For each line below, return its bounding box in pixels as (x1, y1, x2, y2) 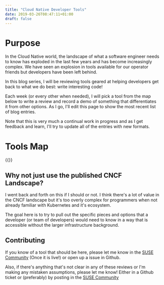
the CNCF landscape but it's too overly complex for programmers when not (5, 197, 158, 203)
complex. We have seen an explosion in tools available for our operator (5, 64, 149, 70)
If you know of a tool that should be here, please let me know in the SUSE (5, 249, 154, 255)
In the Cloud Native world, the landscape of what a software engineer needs (5, 53, 160, 59)
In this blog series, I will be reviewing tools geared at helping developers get (5, 79, 159, 85)
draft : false (5, 16, 32, 21)
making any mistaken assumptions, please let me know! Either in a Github (5, 269, 154, 275)
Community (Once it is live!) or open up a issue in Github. (5, 254, 121, 260)
